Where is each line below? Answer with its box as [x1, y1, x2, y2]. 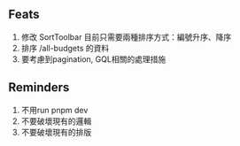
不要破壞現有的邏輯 [20, 115, 92, 127]
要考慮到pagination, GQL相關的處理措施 [20, 53, 166, 65]
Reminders [8, 80, 70, 96]
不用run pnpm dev [20, 104, 89, 115]
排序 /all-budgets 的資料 [20, 42, 110, 53]
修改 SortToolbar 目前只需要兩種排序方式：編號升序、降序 [20, 31, 232, 42]
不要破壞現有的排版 [20, 127, 92, 137]
